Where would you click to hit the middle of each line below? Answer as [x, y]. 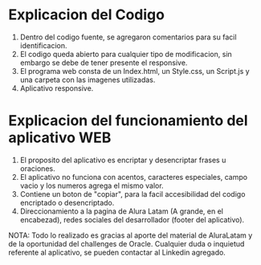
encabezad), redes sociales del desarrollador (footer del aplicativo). [132, 219]
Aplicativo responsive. [57, 88]
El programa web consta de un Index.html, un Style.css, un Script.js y [135, 71]
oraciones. [37, 168]
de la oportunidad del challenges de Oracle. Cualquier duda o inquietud [126, 243]
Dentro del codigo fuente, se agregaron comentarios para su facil [128, 37]
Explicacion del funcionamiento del [128, 121]
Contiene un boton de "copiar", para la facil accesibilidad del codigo [133, 194]
